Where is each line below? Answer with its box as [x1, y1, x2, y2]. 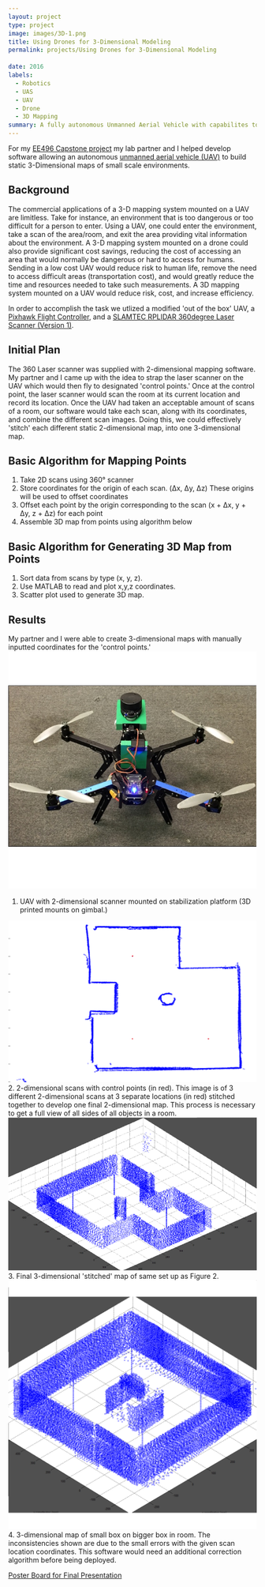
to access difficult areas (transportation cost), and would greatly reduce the [8, 271, 255, 280]
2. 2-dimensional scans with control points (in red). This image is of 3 [8, 1083, 234, 1093]
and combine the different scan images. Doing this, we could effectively [8, 415, 242, 424]
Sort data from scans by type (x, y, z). [19, 574, 144, 583]
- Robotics [15, 79, 51, 87]
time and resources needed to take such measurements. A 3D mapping [8, 280, 240, 289]
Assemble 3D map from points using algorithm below [19, 517, 192, 527]
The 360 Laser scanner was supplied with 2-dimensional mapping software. [8, 364, 256, 374]
